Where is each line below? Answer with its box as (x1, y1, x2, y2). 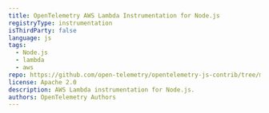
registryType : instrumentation (8, 19, 113, 27)
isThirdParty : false (8, 26, 78, 34)
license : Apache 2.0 (8, 78, 78, 86)
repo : (8, 71, 26, 79)
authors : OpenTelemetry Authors (8, 93, 116, 101)
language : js (8, 33, 52, 42)
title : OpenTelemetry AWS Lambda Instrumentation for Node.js (8, 11, 220, 20)
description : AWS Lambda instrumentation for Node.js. (8, 85, 195, 94)
